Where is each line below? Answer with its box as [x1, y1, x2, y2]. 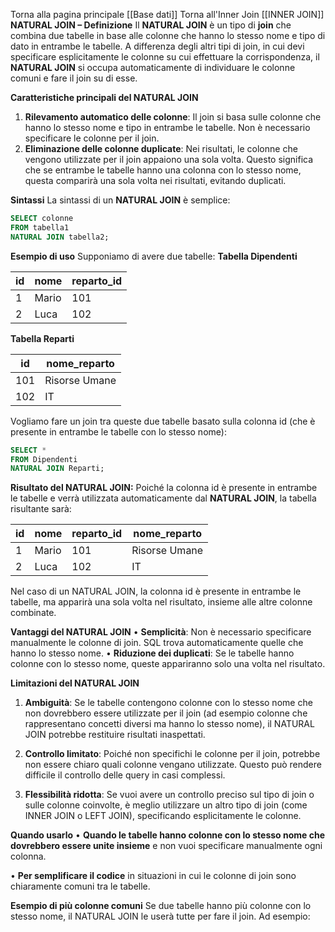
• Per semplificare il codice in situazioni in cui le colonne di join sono [10, 870, 297, 882]
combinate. [10, 607, 57, 619]
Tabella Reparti [10, 332, 75, 344]
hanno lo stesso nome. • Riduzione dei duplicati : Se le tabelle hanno [10, 647, 295, 659]
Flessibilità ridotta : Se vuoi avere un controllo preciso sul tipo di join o [24, 789, 315, 801]
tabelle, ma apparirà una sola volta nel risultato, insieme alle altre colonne [10, 596, 313, 608]
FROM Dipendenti [10, 454, 78, 464]
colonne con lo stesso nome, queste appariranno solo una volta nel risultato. [10, 658, 326, 670]
